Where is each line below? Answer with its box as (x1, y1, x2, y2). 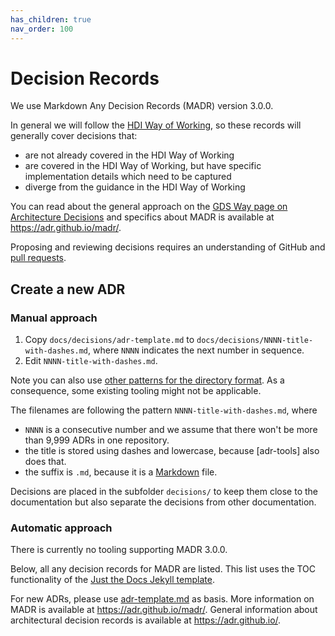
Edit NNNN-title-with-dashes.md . (24, 355, 158, 367)
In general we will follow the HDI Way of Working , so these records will (10, 119, 302, 131)
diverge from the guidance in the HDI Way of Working (24, 181, 246, 193)
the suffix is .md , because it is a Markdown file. (24, 466, 218, 478)
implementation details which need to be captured (24, 171, 232, 183)
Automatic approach (10, 521, 113, 535)
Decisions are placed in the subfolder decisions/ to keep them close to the (10, 486, 319, 498)
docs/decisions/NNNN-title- (196, 336, 314, 346)
